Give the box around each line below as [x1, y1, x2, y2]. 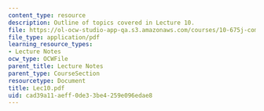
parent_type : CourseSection [8, 70, 101, 77]
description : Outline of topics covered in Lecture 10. [8, 19, 195, 27]
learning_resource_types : [8, 41, 93, 48]
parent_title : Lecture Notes [8, 63, 104, 70]
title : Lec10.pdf [8, 84, 65, 92]
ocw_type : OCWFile [8, 55, 68, 63]
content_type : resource [8, 11, 86, 20]
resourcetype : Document [8, 77, 86, 84]
